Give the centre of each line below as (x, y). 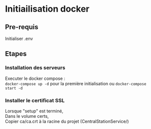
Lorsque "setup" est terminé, (34, 111)
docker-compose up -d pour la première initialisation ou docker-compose (76, 83)
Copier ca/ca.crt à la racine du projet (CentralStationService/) (67, 121)
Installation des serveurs (35, 68)
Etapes (16, 54)
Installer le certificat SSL (35, 100)
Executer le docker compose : (35, 78)
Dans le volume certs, (27, 116)
